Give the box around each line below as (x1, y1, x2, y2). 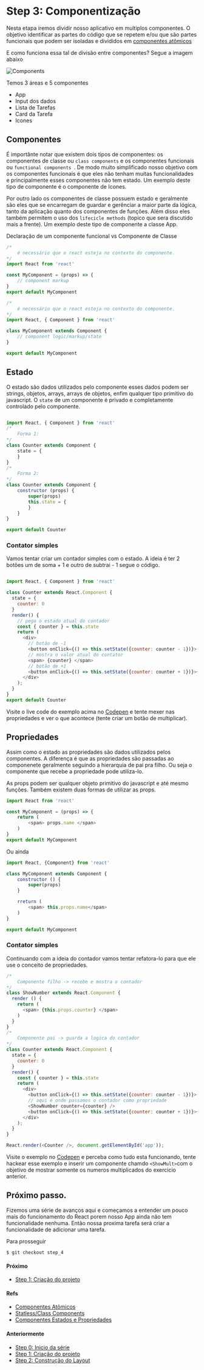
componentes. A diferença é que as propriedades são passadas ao (6, 754, 174, 762)
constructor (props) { (17, 488, 75, 494)
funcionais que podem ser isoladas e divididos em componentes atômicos (6, 37, 192, 44)
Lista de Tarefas (15, 103, 56, 111)
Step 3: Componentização (6, 4, 141, 18)
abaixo (6, 55, 23, 63)
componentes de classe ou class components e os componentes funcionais (6, 157, 194, 164)
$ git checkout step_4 (6, 1249, 64, 1256)
